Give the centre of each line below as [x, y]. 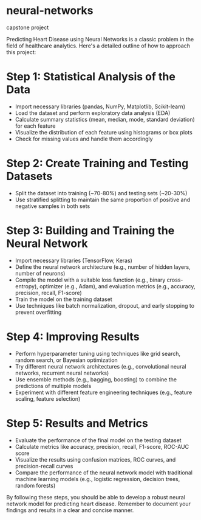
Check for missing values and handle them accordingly [84, 139]
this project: [21, 52]
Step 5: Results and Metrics [77, 423]
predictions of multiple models [53, 386]
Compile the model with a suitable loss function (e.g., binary [90, 280]
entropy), [26, 286]
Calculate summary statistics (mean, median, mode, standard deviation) [105, 119]
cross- [175, 280]
